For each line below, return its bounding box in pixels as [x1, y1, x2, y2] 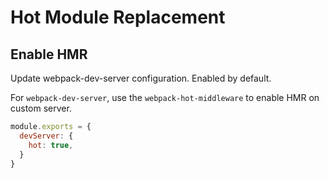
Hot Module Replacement [10, 6, 226, 29]
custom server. [10, 102, 72, 114]
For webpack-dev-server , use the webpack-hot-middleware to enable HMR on [10, 92, 320, 103]
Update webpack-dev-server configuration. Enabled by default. [10, 72, 272, 84]
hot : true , [28, 140, 74, 150]
